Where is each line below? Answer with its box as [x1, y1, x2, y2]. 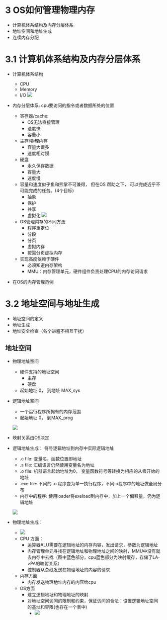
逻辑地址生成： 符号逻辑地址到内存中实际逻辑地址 [12, 445, 114, 451]
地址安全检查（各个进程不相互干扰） [12, 328, 87, 334]
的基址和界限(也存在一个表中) [27, 604, 87, 610]
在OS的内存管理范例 [12, 279, 54, 285]
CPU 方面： [19, 535, 44, 541]
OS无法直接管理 [27, 119, 60, 125]
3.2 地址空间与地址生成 [5, 298, 100, 310]
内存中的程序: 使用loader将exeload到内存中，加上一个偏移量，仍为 [19, 493, 157, 499]
